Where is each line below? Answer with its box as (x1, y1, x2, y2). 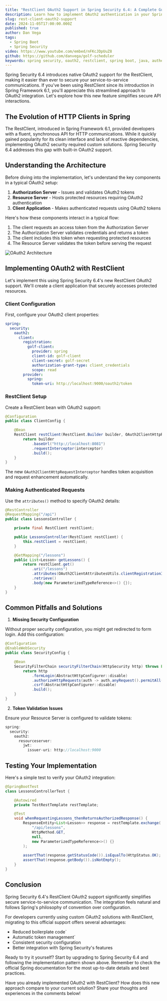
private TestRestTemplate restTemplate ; (14, 802, 99, 807)
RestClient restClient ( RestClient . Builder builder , (14, 432, 123, 437)
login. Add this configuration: (5, 631, 65, 637)
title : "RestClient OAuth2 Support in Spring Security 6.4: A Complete (5, 7, 157, 12)
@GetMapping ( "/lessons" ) (14, 552, 66, 558)
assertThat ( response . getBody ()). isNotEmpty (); (23, 857, 121, 862)
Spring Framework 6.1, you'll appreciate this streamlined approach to (5, 87, 146, 93)
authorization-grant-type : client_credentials (31, 363, 130, 368)
